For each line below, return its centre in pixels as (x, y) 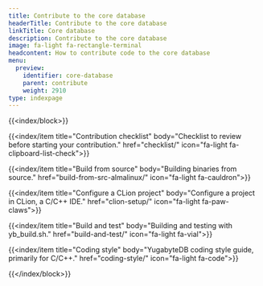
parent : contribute (55, 83)
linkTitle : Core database (51, 31)
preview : (30, 68)
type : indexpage (35, 98)
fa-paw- (216, 202)
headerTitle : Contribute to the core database (88, 23)
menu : (17, 61)
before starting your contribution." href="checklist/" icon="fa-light (118, 145)
